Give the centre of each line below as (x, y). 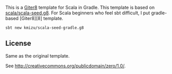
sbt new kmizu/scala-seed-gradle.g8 (45, 28)
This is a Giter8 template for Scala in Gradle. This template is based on (80, 7)
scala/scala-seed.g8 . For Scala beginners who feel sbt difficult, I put (78, 13)
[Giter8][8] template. (41, 18)
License (18, 43)
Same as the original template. (38, 55)
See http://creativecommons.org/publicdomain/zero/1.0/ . (66, 66)
